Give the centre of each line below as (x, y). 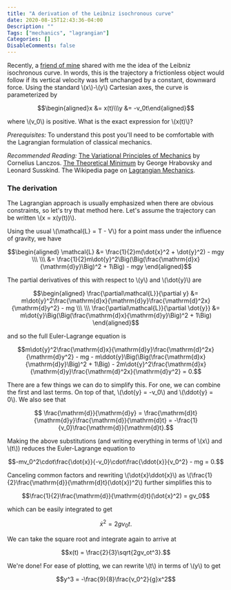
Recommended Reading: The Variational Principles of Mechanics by (103, 155)
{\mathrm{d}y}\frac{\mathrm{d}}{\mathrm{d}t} (101, 420)
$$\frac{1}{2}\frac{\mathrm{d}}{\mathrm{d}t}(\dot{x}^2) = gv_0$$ (116, 496)
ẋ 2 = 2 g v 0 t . (116, 524)
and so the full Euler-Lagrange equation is (67, 336)
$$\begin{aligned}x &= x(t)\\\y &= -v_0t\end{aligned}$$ (116, 108)
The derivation (32, 188)
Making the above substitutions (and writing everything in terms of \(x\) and (115, 441)
